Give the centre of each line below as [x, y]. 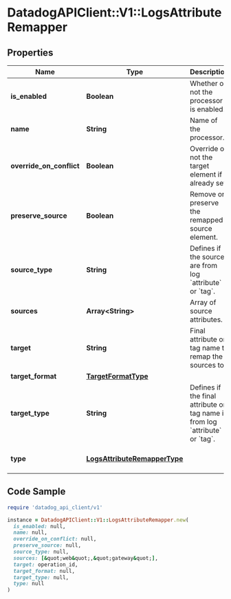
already [202, 183]
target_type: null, [41, 577]
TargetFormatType [118, 376]
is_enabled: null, [40, 526]
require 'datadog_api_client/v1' [55, 507]
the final [203, 396]
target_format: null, [44, 571]
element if [206, 174]
